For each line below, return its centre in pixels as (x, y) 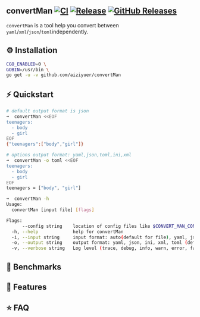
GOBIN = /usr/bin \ (28, 70)
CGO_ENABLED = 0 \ (26, 64)
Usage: (14, 205)
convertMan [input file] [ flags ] (53, 210)
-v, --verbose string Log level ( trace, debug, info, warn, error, (99, 248)
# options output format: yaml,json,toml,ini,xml (69, 155)
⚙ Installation (32, 50)
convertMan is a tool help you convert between (62, 25)
